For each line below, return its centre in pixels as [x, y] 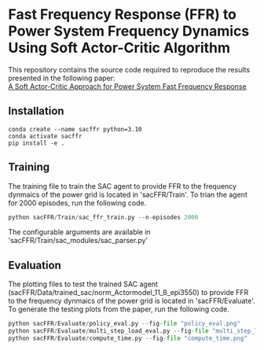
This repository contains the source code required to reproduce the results [129, 69]
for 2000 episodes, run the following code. [77, 203]
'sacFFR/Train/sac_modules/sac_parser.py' [78, 241]
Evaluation [35, 265]
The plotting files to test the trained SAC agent [83, 284]
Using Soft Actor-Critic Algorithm [119, 48]
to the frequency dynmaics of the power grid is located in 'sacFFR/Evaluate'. [132, 301]
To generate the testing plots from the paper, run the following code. [119, 309]
